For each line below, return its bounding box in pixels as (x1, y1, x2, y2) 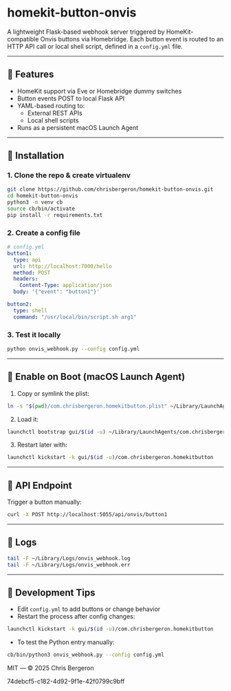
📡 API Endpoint (7, 480, 72, 491)
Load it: (16, 415, 39, 423)
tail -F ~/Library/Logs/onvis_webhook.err (7, 561, 131, 568)
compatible (7, 34, 39, 43)
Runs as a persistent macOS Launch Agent (16, 123, 139, 131)
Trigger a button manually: (7, 498, 82, 507)
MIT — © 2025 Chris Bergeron (7, 664, 94, 672)
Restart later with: (16, 440, 67, 449)
